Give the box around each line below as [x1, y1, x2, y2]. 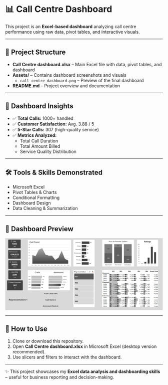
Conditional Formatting [12, 195, 60, 201]
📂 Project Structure [5, 48, 66, 57]
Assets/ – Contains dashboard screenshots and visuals [12, 72, 126, 78]
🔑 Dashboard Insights [5, 102, 73, 110]
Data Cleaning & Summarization [12, 206, 78, 212]
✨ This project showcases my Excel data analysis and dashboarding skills [5, 368, 160, 374]
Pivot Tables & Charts [12, 189, 57, 196]
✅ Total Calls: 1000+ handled [12, 115, 73, 121]
